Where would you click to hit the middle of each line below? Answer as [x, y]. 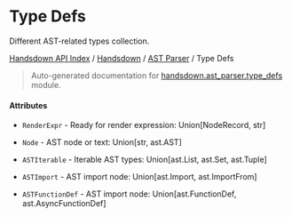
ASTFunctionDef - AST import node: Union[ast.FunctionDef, [129, 194]
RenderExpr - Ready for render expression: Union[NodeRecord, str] [144, 125]
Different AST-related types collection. [79, 41]
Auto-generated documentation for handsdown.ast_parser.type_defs [157, 75]
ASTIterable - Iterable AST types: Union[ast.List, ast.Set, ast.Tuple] [145, 160]
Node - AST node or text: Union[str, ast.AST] [102, 142]
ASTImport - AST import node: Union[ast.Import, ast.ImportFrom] [139, 177]
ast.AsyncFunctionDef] [64, 204]
